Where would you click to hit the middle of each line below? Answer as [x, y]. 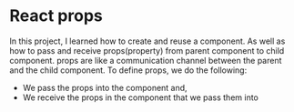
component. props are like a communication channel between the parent [146, 60]
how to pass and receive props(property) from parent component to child [147, 50]
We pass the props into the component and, [105, 87]
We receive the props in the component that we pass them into [141, 97]
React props [56, 16]
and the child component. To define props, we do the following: [128, 70]
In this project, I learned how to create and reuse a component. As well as [147, 41]
